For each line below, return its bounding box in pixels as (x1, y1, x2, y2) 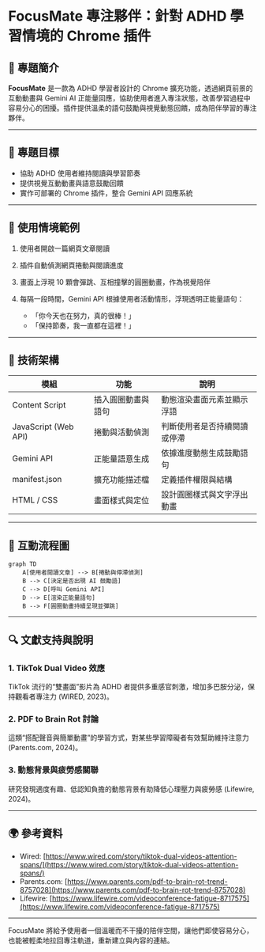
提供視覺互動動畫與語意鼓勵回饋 (19, 178, 124, 188)
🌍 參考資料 (8, 826, 63, 840)
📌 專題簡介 (8, 61, 59, 74)
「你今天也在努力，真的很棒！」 (31, 310, 136, 320)
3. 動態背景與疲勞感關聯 (8, 764, 99, 776)
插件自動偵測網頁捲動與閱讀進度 (19, 260, 124, 270)
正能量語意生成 (93, 453, 150, 465)
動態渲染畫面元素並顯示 (161, 394, 248, 405)
